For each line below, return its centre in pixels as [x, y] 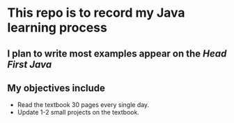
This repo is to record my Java [96, 13]
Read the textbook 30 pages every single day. [83, 105]
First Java [30, 64]
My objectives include [56, 88]
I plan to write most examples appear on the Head [117, 53]
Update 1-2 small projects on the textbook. [78, 113]
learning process [57, 28]
